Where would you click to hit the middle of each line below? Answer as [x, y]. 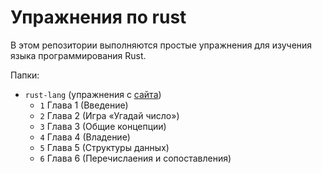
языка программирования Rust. [78, 55]
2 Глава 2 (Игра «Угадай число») [109, 115]
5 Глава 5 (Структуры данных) [104, 147]
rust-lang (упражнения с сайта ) [93, 94]
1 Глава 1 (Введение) [84, 105]
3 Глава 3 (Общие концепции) [103, 126]
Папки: [25, 75]
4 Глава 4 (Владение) [85, 137]
